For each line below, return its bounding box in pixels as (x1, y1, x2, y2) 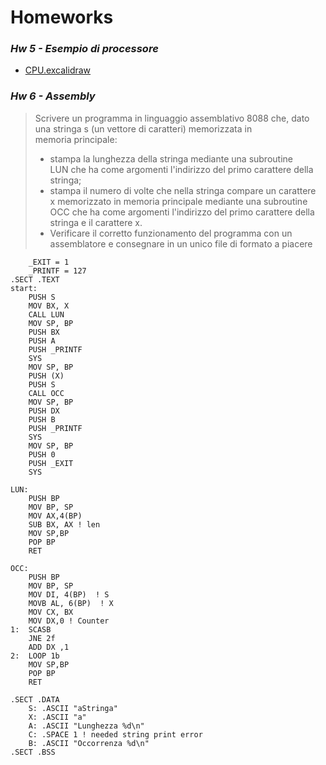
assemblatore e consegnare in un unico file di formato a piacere (49, 237, 313, 250)
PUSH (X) (28, 371, 65, 381)
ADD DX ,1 (28, 642, 70, 652)
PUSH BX (28, 327, 60, 337)
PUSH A (28, 336, 56, 346)
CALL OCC (28, 388, 65, 398)
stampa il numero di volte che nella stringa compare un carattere (49, 184, 317, 196)
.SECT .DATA (10, 694, 60, 705)
